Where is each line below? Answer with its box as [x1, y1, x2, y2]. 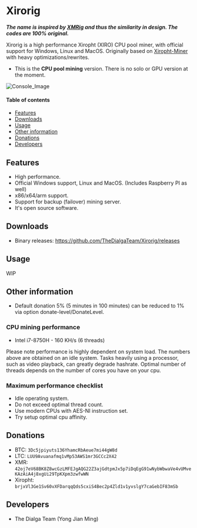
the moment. [14, 71, 46, 78]
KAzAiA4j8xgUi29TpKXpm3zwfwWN [14, 471, 89, 477]
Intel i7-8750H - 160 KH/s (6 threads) [14, 336, 105, 343]
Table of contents [6, 96, 50, 103]
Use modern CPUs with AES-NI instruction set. [14, 407, 128, 414]
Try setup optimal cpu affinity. [14, 413, 88, 420]
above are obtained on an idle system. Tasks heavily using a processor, [6, 354, 179, 361]
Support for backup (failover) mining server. [14, 198, 122, 205]
